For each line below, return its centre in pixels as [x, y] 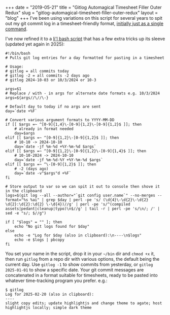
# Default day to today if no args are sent [53, 107]
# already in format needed [44, 129]
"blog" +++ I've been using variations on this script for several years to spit [84, 18]
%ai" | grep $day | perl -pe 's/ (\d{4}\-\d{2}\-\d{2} [89, 200]
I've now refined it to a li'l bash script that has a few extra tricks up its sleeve [85, 39]
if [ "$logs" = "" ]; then [34, 222]
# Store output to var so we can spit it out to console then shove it [82, 187]
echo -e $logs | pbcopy [40, 240]
